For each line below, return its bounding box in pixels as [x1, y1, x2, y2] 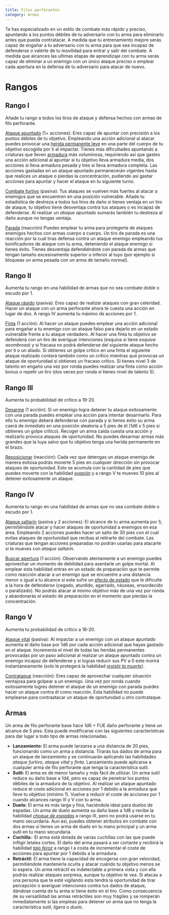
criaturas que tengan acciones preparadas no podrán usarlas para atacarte [5, 540, 161, 546]
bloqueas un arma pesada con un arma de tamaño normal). [5, 257, 129, 263]
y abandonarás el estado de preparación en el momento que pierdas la [5, 593, 152, 599]
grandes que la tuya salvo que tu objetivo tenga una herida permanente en [5, 439, 160, 445]
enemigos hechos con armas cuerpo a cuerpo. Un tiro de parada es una [5, 230, 155, 236]
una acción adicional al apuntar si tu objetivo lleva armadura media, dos [5, 157, 154, 163]
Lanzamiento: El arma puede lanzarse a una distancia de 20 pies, [12, 743, 150, 749]
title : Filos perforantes [5, 7, 60, 13]
